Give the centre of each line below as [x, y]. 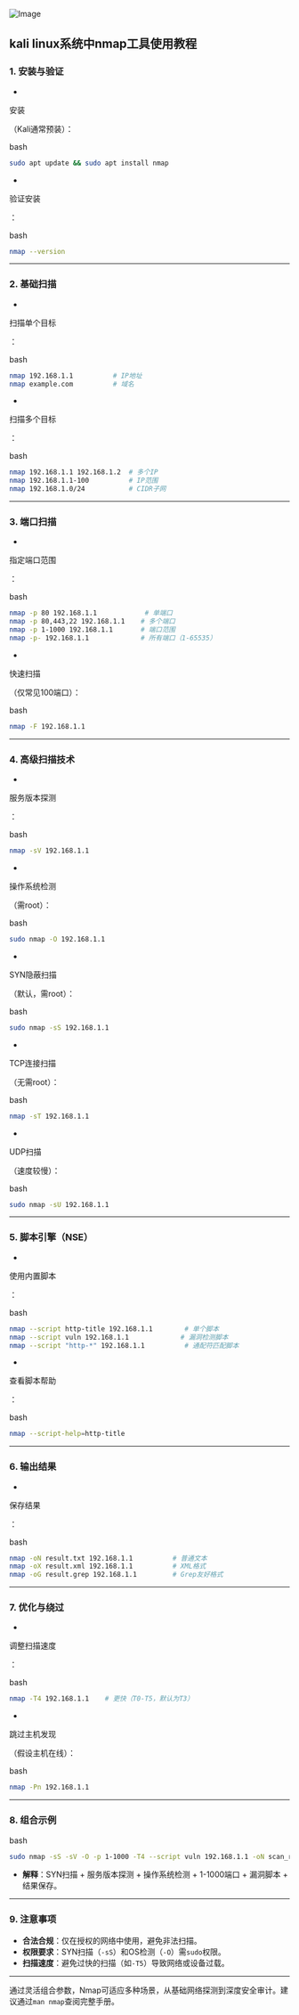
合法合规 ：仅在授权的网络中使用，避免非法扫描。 [112, 1940]
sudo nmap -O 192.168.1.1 [57, 939]
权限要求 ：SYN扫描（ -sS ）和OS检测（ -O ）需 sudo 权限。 [124, 1952]
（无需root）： [34, 1081]
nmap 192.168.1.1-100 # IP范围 [84, 481]
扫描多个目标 [32, 420]
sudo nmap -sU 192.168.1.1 [59, 1204]
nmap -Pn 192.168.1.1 [49, 1787]
